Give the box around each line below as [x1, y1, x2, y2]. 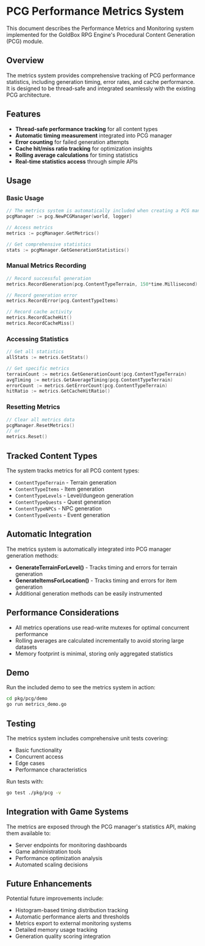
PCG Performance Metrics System [6, 4, 184, 18]
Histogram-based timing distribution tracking [15, 907, 129, 914]
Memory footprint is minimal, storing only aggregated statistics [15, 649, 173, 657]
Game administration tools [15, 847, 81, 855]
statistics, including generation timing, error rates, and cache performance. [6, 78, 195, 85]
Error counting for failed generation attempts [15, 138, 129, 145]
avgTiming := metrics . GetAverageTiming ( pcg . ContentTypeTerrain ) [6, 377, 173, 383]
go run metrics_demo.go [6, 702, 67, 708]
